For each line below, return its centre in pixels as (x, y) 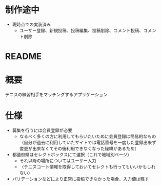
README (23, 57)
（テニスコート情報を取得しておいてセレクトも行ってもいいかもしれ (87, 167)
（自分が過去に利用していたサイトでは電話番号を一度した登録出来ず (88, 142)
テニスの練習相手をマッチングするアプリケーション (56, 95)
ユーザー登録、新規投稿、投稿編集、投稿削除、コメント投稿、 (81, 30)
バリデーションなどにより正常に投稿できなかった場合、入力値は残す (80, 179)
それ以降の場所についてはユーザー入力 (58, 161)
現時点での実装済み (31, 24)
